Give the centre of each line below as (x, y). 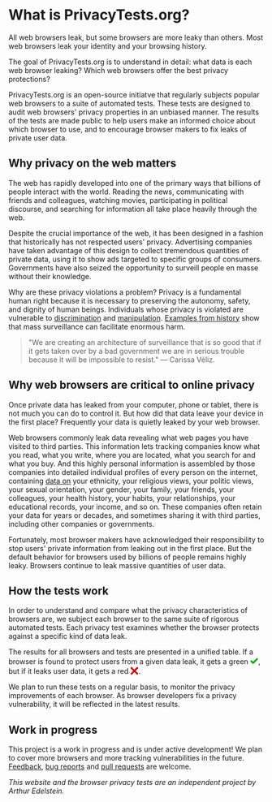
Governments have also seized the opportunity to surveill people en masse (134, 267)
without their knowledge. (50, 276)
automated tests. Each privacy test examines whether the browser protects (134, 627)
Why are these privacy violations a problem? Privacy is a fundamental (125, 292)
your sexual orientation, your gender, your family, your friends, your (121, 489)
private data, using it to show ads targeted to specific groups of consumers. (135, 259)
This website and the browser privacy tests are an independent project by (132, 783)
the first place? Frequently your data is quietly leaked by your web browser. (134, 422)
